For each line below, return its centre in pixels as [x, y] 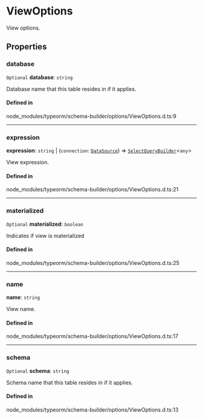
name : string [23, 298]
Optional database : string [40, 77]
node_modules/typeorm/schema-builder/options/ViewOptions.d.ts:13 [92, 409]
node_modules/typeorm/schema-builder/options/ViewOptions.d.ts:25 [93, 263]
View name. [21, 309]
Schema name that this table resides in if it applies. [69, 382]
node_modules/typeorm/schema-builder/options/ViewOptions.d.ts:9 [91, 116]
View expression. [28, 162]
